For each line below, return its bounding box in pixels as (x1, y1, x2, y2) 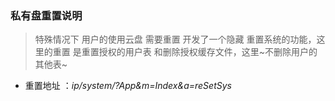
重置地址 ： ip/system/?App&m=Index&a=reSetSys (24, 80, 232, 92)
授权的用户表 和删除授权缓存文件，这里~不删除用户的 (98, 46, 318, 58)
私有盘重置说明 (10, 8, 83, 22)
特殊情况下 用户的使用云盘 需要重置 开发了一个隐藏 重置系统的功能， (34, 33, 317, 46)
